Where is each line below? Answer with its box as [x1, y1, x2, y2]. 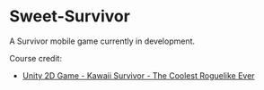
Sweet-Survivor [9, 6, 130, 27]
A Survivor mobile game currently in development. [9, 36, 196, 46]
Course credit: [9, 53, 63, 63]
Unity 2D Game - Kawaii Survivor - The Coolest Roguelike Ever [22, 70, 255, 81]
